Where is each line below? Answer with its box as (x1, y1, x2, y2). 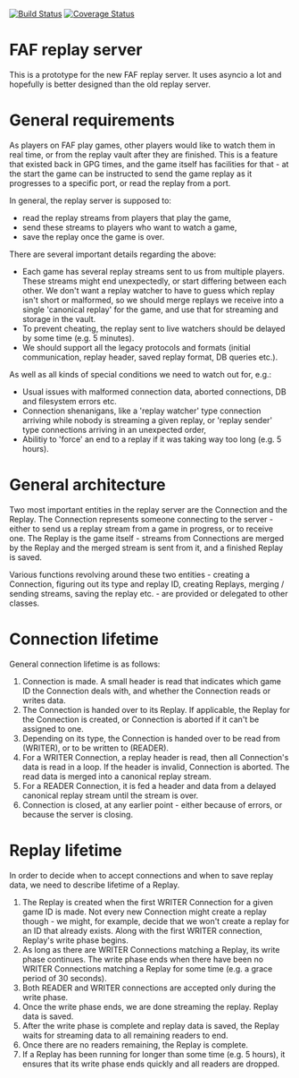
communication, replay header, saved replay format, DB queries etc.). (21, 352, 278, 362)
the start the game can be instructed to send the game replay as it (9, 168, 253, 179)
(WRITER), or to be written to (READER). (21, 743, 170, 753)
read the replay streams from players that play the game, (21, 212, 232, 223)
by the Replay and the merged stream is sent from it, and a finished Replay (9, 542, 284, 553)
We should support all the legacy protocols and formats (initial (21, 342, 252, 352)
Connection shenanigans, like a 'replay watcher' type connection (21, 405, 262, 416)
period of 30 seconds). (21, 972, 107, 983)
